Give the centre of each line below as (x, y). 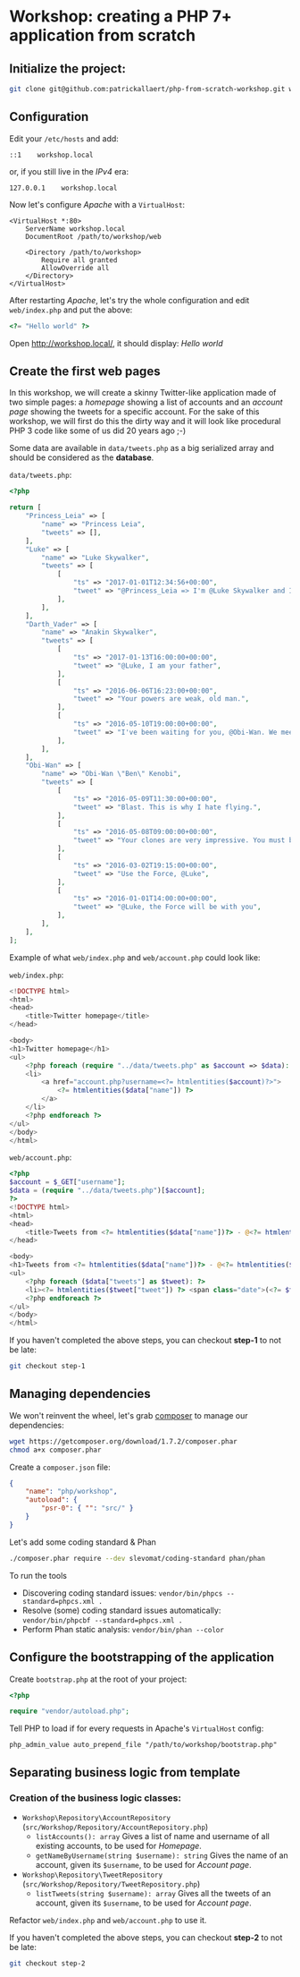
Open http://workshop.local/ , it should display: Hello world (116, 343)
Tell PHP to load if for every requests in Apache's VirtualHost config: (137, 1728)
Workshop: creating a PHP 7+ (121, 17)
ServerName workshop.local (75, 229)
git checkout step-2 (48, 1963)
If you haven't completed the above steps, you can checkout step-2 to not (146, 1937)
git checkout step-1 (48, 1367)
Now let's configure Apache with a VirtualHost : (97, 204)
